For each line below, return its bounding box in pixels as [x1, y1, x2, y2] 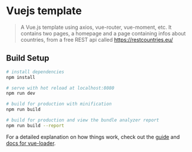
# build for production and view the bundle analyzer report [6, 117, 160, 123]
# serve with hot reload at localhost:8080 [6, 85, 115, 91]
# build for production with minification [6, 101, 112, 107]
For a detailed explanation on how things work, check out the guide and [6, 133, 180, 140]
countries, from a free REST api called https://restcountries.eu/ [20, 36, 173, 43]
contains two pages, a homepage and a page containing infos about [20, 29, 186, 37]
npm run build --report [6, 123, 65, 128]
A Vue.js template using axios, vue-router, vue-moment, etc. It [20, 24, 172, 31]
